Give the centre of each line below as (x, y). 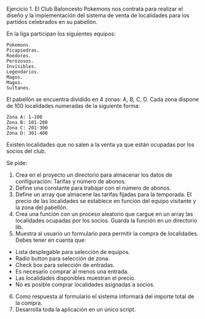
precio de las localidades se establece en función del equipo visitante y (106, 201)
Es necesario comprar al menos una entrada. (72, 271)
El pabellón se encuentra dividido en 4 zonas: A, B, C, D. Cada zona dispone (103, 99)
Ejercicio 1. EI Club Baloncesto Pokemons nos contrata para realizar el (95, 9)
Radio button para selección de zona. (62, 258)
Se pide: (17, 163)
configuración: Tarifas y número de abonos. (71, 181)
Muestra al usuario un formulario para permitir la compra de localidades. (107, 233)
